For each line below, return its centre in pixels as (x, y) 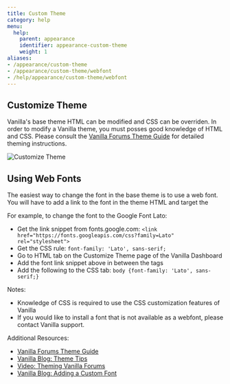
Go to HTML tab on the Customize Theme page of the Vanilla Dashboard (119, 256)
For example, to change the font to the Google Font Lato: (87, 216)
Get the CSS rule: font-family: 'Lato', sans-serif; (92, 248)
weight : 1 (34, 52)
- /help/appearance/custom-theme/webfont (67, 77)
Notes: (16, 290)
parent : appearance (47, 39)
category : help (29, 20)
